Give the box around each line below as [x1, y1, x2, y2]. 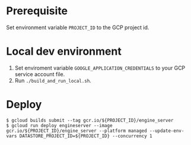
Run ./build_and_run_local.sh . [14, 77, 92, 84]
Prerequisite [6, 4, 68, 18]
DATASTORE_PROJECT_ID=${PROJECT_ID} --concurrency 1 [19, 133, 152, 139]
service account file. [14, 70, 65, 78]
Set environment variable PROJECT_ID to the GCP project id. [6, 24, 149, 31]
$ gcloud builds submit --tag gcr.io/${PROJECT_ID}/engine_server [6, 117, 174, 123]
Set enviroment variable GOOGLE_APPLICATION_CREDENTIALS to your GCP [14, 64, 186, 71]
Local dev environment [6, 45, 122, 58]
